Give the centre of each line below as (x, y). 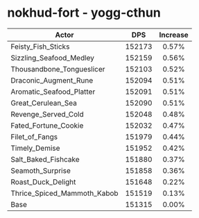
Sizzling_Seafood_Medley (53, 58)
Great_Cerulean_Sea (44, 103)
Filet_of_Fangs (34, 137)
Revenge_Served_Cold (47, 114)
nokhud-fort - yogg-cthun (84, 13)
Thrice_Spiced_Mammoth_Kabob (65, 193)
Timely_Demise (35, 148)
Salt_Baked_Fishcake (45, 159)
